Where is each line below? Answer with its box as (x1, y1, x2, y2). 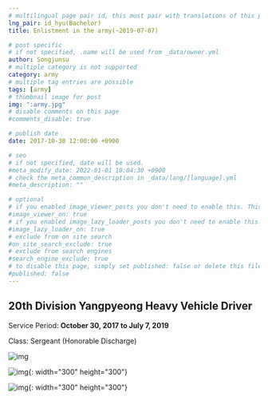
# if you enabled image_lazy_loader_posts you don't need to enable (8, 217, 241, 226)
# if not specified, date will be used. (8, 159, 145, 167)
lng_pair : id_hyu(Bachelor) (8, 19, 102, 27)
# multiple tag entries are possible (8, 77, 134, 86)
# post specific (8, 41, 62, 49)
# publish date (8, 129, 59, 138)
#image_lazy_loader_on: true (8, 225, 105, 233)
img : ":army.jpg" (8, 101, 66, 109)
